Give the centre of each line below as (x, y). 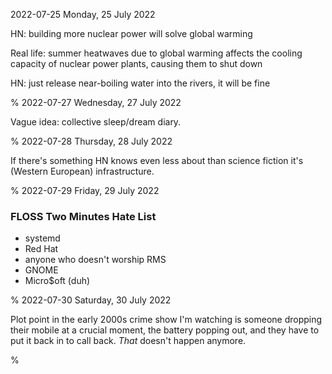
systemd (42, 238)
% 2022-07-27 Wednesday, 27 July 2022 (96, 102)
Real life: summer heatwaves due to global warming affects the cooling (156, 53)
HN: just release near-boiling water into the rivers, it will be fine (140, 83)
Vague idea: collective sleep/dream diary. (96, 122)
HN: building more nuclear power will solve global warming (131, 33)
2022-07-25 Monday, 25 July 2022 (83, 14)
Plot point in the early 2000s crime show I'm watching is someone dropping (166, 320)
